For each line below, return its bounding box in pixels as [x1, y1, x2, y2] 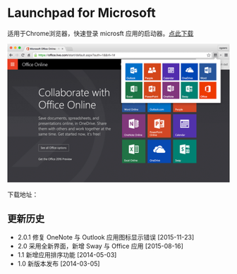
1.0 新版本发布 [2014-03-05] [17, 259, 100, 268]
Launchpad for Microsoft [7, 5, 157, 21]
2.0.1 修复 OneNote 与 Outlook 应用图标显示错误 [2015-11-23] [17, 232, 195, 241]
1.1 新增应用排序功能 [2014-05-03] [17, 250, 117, 259]
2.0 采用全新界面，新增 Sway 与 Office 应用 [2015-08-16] [17, 242, 183, 250]
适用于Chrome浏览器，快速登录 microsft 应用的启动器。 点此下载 [7, 29, 194, 37]
